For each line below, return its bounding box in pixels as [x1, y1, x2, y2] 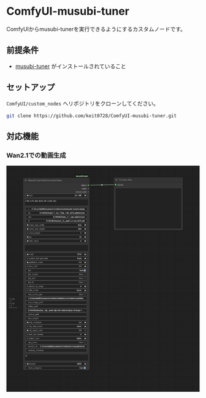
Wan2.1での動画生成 [6, 151, 66, 159]
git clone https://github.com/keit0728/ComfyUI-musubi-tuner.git [6, 112, 177, 119]
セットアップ [6, 82, 55, 93]
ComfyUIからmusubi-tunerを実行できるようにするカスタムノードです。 [6, 25, 186, 33]
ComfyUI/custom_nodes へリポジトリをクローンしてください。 [6, 99, 159, 107]
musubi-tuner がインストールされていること [15, 63, 127, 70]
